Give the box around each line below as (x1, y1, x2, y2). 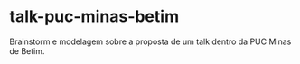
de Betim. (9, 45, 45, 56)
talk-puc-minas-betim (9, 6, 179, 27)
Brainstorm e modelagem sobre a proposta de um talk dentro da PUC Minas (9, 36, 292, 47)
